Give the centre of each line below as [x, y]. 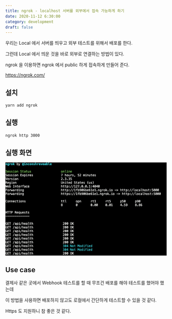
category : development [29, 22]
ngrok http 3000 [23, 135]
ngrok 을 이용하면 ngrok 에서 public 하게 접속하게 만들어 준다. [67, 65]
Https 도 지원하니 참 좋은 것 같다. [38, 311]
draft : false [19, 27]
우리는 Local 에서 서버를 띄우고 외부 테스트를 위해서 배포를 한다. [69, 43]
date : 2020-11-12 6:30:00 [33, 16]
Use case [20, 270]
